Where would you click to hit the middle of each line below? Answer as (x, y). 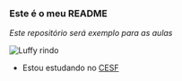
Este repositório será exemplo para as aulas (91, 33)
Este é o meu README (58, 13)
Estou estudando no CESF (70, 68)
